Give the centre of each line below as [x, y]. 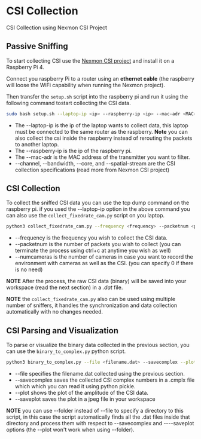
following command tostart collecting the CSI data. [68, 103]
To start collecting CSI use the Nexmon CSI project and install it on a [90, 60]
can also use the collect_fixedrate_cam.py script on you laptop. [86, 216]
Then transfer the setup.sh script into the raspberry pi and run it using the [97, 96]
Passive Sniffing [37, 46]
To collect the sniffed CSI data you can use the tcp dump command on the [98, 203]
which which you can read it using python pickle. [75, 386]
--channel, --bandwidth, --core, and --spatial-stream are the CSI [95, 163]
